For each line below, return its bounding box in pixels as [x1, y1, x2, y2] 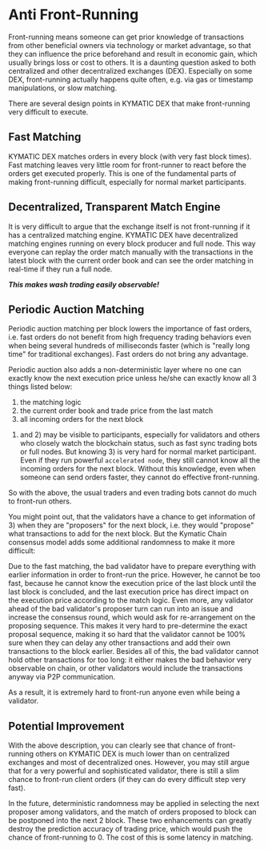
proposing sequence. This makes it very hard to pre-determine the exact [8, 621, 248, 631]
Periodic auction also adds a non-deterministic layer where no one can [8, 365, 242, 375]
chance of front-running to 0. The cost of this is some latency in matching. [8, 832, 254, 842]
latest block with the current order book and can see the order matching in [8, 255, 254, 265]
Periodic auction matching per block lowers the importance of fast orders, [8, 324, 252, 334]
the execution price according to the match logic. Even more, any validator [8, 595, 254, 605]
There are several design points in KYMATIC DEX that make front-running [8, 98, 250, 108]
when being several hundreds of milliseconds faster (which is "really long [8, 341, 250, 351]
